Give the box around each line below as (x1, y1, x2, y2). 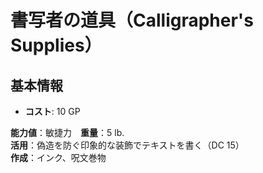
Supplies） (10, 34, 103, 57)
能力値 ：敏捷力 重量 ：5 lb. (10, 127, 125, 138)
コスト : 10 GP (24, 106, 81, 117)
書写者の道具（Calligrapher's (10, 9, 254, 32)
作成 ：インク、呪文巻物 (10, 152, 107, 163)
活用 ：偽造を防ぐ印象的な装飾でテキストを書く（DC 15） (10, 139, 245, 151)
